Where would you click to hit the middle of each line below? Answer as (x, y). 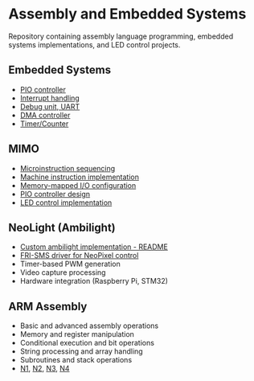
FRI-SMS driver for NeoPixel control (79, 256)
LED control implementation (66, 203)
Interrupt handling (50, 98)
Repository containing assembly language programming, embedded (121, 36)
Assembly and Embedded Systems (127, 14)
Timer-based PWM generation (70, 264)
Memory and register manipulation (77, 334)
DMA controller (45, 115)
